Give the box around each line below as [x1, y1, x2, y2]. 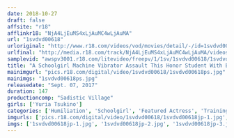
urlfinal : [7, 49, 36, 56]
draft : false [7, 17, 45, 24]
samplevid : [7, 56, 39, 63]
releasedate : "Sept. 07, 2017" [7, 82, 98, 89]
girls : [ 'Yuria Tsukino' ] [7, 101, 82, 108]
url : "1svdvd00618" [7, 36, 64, 43]
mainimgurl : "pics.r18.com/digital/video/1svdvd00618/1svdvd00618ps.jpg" [7, 68, 226, 75]
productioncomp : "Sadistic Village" [7, 95, 114, 102]
